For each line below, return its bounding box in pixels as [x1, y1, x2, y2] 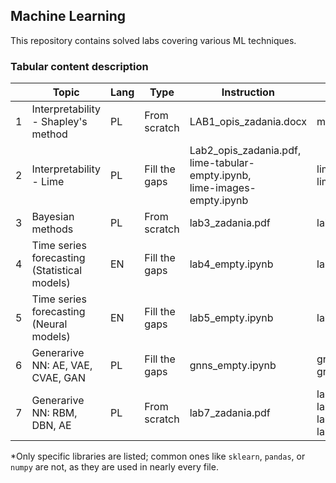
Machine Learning [10, 8, 127, 25]
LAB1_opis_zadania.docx [189, 115, 307, 129]
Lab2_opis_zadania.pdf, [189, 144, 302, 158]
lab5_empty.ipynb [189, 311, 274, 325]
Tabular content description [10, 59, 149, 73]
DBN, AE [31, 419, 72, 433]
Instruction [221, 85, 275, 99]
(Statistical [31, 264, 83, 278]
